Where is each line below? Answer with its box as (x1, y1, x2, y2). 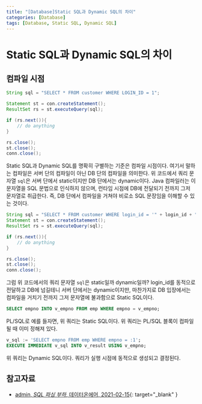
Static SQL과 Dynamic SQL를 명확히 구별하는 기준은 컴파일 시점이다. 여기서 (6, 162, 185, 169)
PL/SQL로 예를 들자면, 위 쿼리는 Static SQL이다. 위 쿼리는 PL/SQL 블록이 (6, 317, 179, 325)
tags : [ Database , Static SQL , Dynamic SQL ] (6, 20, 117, 26)
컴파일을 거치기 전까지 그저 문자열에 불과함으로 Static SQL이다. (6, 294, 155, 301)
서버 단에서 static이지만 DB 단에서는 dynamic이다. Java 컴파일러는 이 (32, 177, 196, 184)
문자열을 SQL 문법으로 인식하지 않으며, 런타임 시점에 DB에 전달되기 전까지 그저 (6, 185, 191, 192)
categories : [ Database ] (6, 14, 66, 20)
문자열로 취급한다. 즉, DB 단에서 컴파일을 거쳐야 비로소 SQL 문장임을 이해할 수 (6, 192, 189, 199)
